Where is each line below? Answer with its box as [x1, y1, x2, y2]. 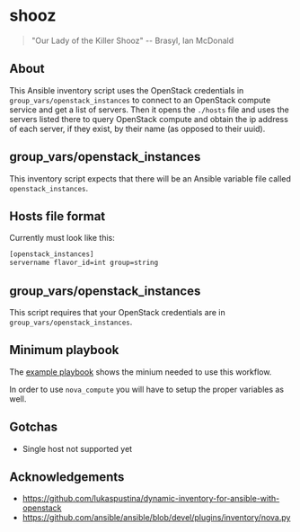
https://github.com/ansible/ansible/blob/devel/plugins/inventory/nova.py [22, 512, 291, 523]
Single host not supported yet [22, 443, 133, 454]
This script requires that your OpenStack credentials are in [9, 306, 226, 317]
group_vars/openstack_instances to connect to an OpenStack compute [9, 94, 271, 105]
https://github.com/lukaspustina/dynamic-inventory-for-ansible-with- [22, 493, 280, 504]
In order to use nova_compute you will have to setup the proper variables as [9, 384, 285, 395]
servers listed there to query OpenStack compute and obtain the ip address [9, 113, 289, 124]
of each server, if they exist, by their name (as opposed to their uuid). [9, 123, 266, 134]
